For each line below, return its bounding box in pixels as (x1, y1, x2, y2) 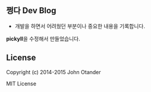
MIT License (6, 80, 37, 87)
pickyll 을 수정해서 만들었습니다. (6, 35, 80, 42)
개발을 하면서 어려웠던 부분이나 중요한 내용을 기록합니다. (14, 23, 146, 30)
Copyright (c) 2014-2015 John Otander (6, 68, 101, 75)
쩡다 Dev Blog (6, 5, 56, 16)
